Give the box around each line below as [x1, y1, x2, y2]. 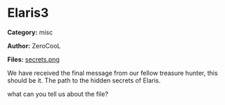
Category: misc [7, 28, 53, 36]
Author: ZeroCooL [7, 41, 61, 50]
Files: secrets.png [7, 55, 60, 64]
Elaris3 [7, 5, 49, 21]
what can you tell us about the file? [7, 90, 109, 98]
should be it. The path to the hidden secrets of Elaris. [7, 76, 161, 85]
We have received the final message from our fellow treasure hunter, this [7, 69, 218, 77]
